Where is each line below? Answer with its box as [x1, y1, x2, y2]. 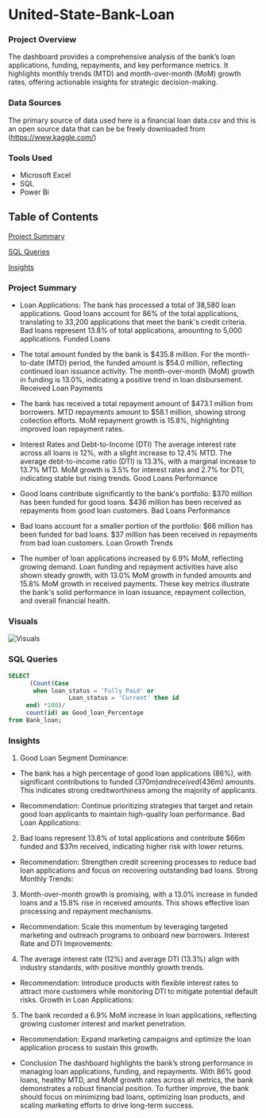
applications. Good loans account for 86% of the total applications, [19, 309, 240, 319]
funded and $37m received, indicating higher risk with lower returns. [19, 842, 245, 851]
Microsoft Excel [19, 170, 71, 180]
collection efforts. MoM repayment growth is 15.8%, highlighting [19, 416, 229, 425]
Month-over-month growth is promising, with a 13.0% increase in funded [19, 889, 258, 899]
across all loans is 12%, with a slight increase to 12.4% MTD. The [19, 448, 233, 458]
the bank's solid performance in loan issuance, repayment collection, [19, 588, 246, 597]
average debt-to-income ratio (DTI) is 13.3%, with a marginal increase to [19, 456, 256, 467]
